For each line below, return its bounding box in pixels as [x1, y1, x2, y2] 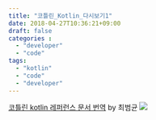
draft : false [8, 27, 53, 35]
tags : [8, 57, 27, 65]
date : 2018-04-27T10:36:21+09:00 [8, 19, 121, 27]
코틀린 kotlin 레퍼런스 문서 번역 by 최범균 [8, 102, 138, 112]
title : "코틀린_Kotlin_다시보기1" [8, 11, 113, 20]
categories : [8, 34, 53, 43]
